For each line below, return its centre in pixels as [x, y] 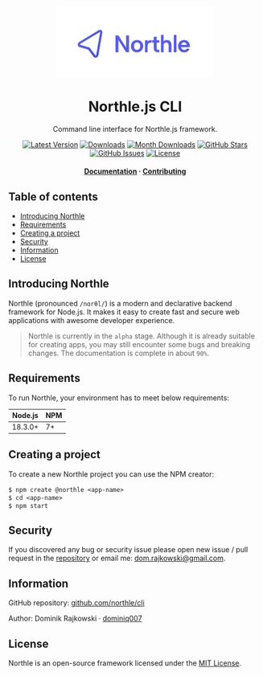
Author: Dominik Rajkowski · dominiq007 [75, 619]
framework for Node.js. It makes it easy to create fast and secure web [124, 312]
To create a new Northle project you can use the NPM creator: [111, 474]
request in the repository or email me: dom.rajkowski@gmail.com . [117, 558]
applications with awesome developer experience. [92, 320]
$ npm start [28, 506]
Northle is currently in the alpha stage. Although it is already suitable [142, 336]
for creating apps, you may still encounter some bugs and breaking [139, 344]
